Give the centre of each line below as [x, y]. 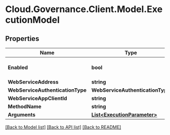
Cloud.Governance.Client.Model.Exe [84, 9]
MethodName [25, 107]
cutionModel [32, 20]
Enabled [18, 67]
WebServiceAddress [33, 82]
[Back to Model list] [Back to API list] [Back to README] [63, 127]
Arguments [22, 115]
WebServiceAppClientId [37, 98]
